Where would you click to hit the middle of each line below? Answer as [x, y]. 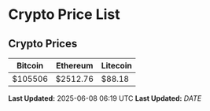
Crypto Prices [43, 44]
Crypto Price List [64, 15]
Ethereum [75, 66]
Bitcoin [30, 66]
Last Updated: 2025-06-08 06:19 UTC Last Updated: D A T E [105, 98]
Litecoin [116, 66]
